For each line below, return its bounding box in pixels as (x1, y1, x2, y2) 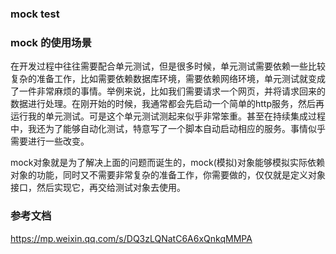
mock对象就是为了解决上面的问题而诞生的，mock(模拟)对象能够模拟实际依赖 (10, 157, 325, 169)
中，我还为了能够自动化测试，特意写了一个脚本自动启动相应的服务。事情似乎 (10, 123, 326, 135)
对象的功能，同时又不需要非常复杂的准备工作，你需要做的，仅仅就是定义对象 (10, 169, 326, 181)
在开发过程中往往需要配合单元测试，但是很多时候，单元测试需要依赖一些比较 (10, 60, 326, 72)
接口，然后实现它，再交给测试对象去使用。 (10, 182, 186, 194)
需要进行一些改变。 (10, 135, 90, 147)
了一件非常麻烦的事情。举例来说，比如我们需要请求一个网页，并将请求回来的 (10, 85, 326, 97)
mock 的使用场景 (10, 35, 92, 49)
